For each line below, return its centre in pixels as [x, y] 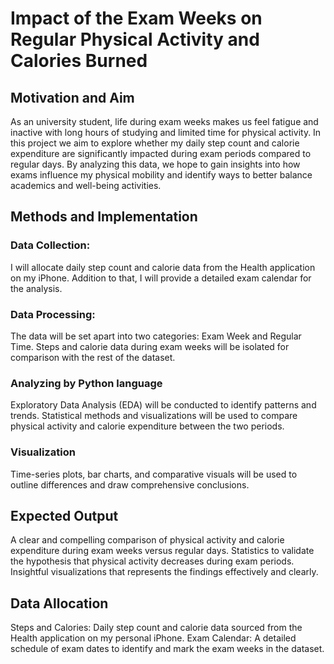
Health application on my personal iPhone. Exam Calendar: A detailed [153, 638]
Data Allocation [59, 603]
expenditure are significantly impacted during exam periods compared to [161, 153]
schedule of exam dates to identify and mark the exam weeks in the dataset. [167, 649]
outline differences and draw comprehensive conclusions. [130, 484]
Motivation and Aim [72, 97]
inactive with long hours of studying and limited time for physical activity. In [166, 132]
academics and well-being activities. [86, 185]
